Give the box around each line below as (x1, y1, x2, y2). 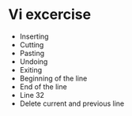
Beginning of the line (19, 73, 88, 83)
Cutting (19, 39, 44, 49)
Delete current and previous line (19, 99, 125, 108)
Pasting (19, 48, 45, 58)
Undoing (19, 57, 48, 66)
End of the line (19, 81, 67, 92)
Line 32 (19, 90, 45, 99)
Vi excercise (8, 6, 92, 24)
